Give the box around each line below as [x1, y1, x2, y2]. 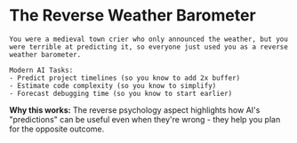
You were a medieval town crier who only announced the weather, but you [9, 35, 289, 44]
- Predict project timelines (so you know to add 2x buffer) [9, 73, 241, 83]
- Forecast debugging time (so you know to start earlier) [9, 89, 233, 98]
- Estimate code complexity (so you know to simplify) [9, 81, 217, 90]
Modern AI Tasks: [9, 66, 74, 75]
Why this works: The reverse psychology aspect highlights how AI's [9, 104, 261, 115]
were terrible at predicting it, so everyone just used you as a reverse [9, 42, 289, 52]
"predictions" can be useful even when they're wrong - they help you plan [9, 114, 281, 124]
